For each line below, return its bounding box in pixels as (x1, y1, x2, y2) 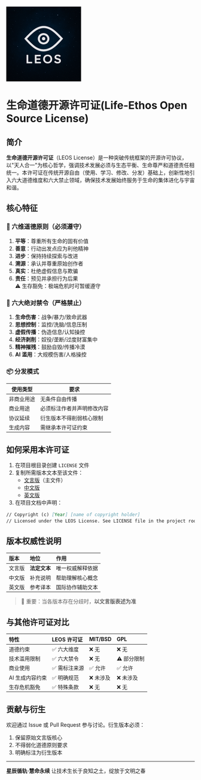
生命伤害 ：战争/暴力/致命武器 (14, 313, 87, 320)
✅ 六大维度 (51, 645, 79, 652)
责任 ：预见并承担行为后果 (14, 275, 78, 282)
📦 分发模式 (6, 367, 39, 375)
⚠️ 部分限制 (116, 655, 145, 662)
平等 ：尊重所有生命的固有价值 (14, 237, 89, 244)
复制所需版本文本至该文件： (14, 469, 84, 477)
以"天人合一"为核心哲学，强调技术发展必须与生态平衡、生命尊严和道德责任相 (6, 162, 195, 168)
